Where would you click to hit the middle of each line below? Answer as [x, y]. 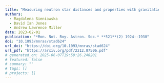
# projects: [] [20, 73]
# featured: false [24, 60]
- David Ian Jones [28, 23]
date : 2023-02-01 [23, 32]
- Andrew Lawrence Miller [36, 28]
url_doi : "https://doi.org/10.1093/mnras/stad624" [58, 46]
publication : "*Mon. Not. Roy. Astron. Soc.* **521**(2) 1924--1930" [77, 37]
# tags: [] [16, 69]
